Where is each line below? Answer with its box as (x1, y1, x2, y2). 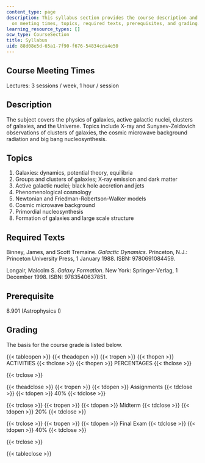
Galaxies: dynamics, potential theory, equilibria (15, 169, 133, 177)
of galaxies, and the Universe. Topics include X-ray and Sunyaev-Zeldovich (6, 122, 196, 129)
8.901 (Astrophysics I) (6, 307, 62, 315)
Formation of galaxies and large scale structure (15, 214, 134, 222)
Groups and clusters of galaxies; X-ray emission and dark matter (15, 175, 178, 183)
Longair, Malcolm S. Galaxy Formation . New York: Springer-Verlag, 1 (6, 267, 178, 274)
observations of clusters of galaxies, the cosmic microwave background (6, 129, 188, 136)
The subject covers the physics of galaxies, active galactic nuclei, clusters (6, 115, 193, 123)
